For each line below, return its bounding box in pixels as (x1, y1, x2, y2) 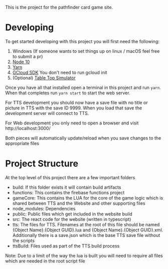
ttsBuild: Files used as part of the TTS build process (12, 243, 120, 249)
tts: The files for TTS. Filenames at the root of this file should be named (12, 221, 160, 227)
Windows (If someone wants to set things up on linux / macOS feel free (12, 48, 160, 54)
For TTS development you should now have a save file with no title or (5, 99, 148, 105)
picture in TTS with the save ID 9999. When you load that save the (5, 105, 142, 111)
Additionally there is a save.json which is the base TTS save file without (12, 232, 160, 238)
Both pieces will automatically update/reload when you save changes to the (5, 135, 161, 141)
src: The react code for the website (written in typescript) (12, 216, 131, 222)
